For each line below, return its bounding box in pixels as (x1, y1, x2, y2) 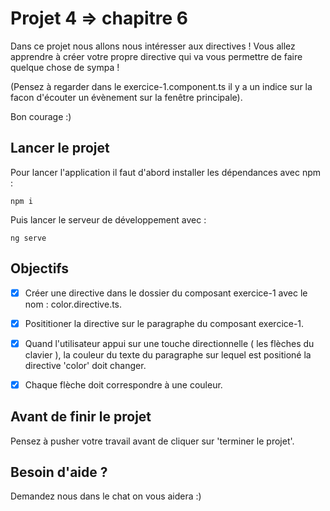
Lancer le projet (10, 140, 110, 157)
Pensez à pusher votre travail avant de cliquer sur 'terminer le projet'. (10, 435, 295, 447)
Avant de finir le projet (10, 408, 152, 426)
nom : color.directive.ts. (24, 298, 123, 310)
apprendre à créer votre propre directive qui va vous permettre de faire (10, 50, 303, 62)
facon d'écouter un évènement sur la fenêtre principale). (10, 91, 243, 103)
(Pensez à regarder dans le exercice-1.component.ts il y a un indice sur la (10, 80, 313, 92)
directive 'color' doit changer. (24, 359, 147, 371)
